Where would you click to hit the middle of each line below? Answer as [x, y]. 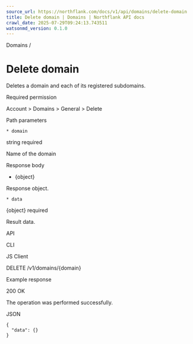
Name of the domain [31, 154]
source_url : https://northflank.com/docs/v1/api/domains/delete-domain [96, 12]
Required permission [31, 97]
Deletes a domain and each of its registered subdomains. [76, 86]
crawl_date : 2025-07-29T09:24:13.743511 [57, 23]
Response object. [28, 189]
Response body [25, 165]
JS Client [17, 257]
